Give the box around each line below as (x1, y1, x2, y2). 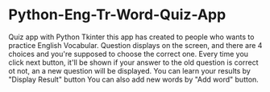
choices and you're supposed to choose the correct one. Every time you (8, 49, 248, 58)
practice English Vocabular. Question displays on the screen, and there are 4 (8, 40, 263, 50)
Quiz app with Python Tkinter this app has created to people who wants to (8, 32, 255, 42)
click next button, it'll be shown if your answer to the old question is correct (8, 58, 259, 67)
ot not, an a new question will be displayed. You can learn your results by (8, 66, 251, 75)
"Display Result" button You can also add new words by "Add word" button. (8, 74, 260, 84)
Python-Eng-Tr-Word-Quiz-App (8, 6, 226, 24)
